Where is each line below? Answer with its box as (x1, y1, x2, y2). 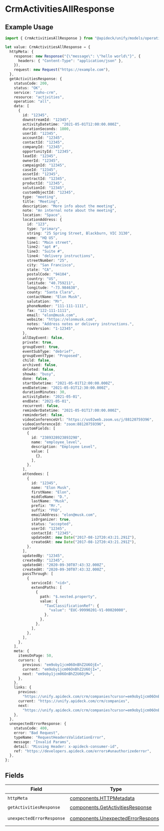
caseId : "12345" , (22, 167, 58, 172)
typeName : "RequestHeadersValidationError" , (14, 735, 106, 740)
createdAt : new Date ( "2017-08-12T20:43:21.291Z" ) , (31, 540, 137, 545)
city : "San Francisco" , (26, 262, 76, 267)
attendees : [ (22, 471, 49, 477)
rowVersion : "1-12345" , (26, 326, 76, 331)
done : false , (22, 376, 49, 381)
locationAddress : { (22, 217, 62, 222)
